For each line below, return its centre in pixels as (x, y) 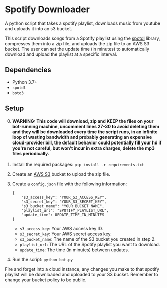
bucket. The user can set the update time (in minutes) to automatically (77, 49)
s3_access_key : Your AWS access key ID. (61, 229)
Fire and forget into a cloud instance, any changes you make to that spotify (82, 269)
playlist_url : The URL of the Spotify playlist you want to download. (90, 245)
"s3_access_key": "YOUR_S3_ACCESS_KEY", (64, 197)
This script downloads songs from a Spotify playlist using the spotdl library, (83, 38)
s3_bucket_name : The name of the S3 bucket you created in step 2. (88, 239)
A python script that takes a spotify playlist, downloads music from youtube (83, 23)
